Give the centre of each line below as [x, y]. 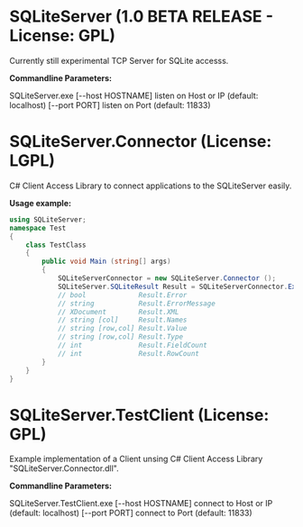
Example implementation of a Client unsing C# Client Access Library [136, 459]
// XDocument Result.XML [118, 312]
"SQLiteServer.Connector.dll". [64, 468]
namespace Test [38, 228]
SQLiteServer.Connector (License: [141, 142]
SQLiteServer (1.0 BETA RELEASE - [141, 17]
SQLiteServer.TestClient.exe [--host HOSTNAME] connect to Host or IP [141, 504]
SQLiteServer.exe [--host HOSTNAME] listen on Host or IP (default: [134, 95]
